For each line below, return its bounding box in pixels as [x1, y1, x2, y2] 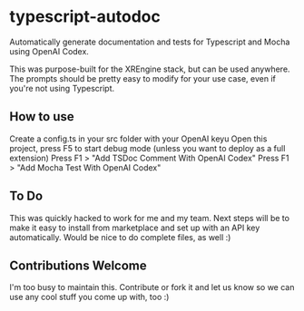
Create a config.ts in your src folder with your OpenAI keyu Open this [9, 133, 268, 144]
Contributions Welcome [9, 258, 147, 273]
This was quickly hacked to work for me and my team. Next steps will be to [9, 212, 290, 223]
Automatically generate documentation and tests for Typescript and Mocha [9, 36, 290, 47]
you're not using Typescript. [9, 83, 115, 93]
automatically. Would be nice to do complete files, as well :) [9, 231, 231, 242]
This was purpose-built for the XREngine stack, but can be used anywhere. [9, 63, 290, 74]
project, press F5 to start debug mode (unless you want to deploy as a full [9, 142, 286, 153]
